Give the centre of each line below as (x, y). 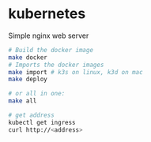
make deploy (28, 80)
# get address (32, 115)
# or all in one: (37, 94)
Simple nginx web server (49, 35)
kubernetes (47, 14)
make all (23, 101)
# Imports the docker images (56, 65)
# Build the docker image (51, 50)
